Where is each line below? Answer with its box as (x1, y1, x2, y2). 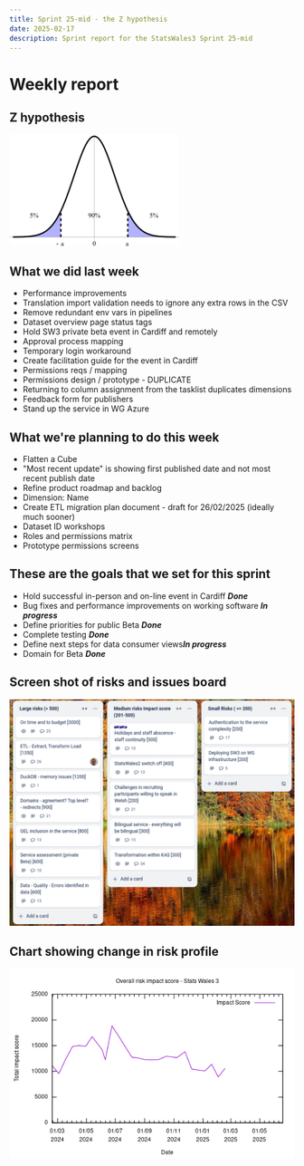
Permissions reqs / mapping (22, 365, 128, 376)
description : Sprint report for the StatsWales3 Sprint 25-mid (9, 34, 253, 43)
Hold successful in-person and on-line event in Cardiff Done (22, 590, 249, 602)
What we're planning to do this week (9, 429, 220, 445)
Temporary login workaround (22, 345, 131, 357)
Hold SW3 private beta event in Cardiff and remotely (22, 326, 218, 337)
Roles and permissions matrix (22, 531, 133, 541)
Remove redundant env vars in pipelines (22, 307, 173, 318)
